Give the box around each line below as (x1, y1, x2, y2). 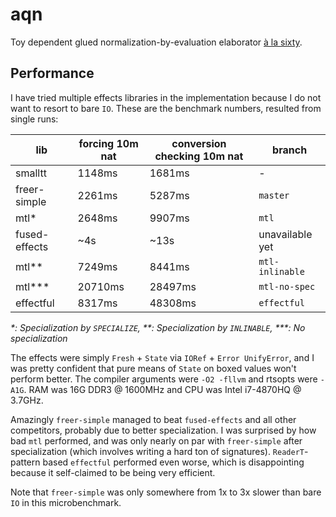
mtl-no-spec (258, 281, 316, 292)
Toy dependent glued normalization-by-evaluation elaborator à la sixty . (10, 36, 303, 48)
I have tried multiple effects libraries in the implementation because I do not (10, 91, 322, 103)
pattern (10, 456, 41, 468)
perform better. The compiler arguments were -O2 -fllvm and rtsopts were (10, 373, 318, 385)
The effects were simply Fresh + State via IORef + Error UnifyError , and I (10, 351, 315, 363)
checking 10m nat (154, 149, 244, 163)
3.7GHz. (10, 394, 44, 406)
